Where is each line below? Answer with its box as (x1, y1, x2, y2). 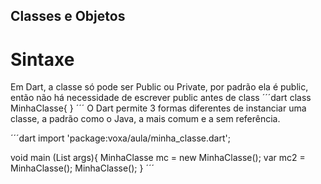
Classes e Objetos (10, 8, 126, 25)
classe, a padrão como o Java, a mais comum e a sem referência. (10, 113, 281, 125)
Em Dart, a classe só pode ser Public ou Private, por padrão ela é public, (10, 81, 309, 93)
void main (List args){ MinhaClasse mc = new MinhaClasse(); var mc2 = (10, 152, 306, 164)
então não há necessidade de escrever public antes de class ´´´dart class (10, 92, 312, 104)
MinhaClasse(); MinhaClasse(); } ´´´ (10, 162, 155, 174)
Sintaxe (10, 48, 75, 71)
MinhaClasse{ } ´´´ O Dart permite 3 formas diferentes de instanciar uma (10, 102, 307, 114)
